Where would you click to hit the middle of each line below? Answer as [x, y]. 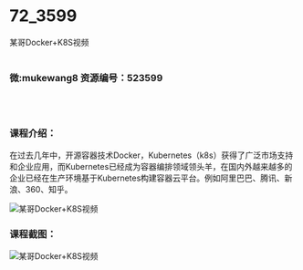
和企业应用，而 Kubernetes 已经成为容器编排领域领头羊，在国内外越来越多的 [151, 166]
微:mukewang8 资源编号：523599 [86, 78]
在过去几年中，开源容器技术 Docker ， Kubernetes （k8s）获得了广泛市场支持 [151, 155]
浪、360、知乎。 [41, 189]
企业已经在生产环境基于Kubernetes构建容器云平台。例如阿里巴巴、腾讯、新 [151, 178]
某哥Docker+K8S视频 [49, 42]
